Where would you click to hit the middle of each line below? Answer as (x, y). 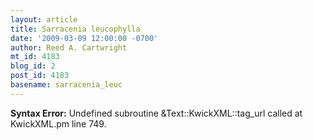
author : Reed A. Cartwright (69, 47)
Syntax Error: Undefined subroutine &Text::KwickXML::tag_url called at (156, 113)
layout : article (44, 19)
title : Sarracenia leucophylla (75, 29)
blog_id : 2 (33, 66)
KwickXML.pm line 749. (58, 123)
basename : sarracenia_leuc (66, 85)
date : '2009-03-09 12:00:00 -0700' (84, 38)
